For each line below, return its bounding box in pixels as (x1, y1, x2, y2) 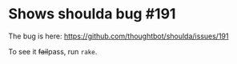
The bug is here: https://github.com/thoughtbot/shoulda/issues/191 (8, 31, 229, 41)
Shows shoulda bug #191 (8, 5, 176, 23)
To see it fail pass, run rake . (8, 46, 98, 56)
